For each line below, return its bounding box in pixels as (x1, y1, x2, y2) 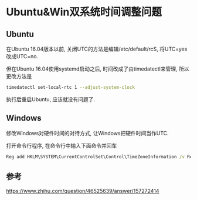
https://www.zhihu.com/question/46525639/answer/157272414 (6, 188, 159, 195)
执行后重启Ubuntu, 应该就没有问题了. (6, 95, 96, 103)
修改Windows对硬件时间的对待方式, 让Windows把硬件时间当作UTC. (6, 129, 169, 136)
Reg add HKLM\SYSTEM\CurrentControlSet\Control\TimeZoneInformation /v (6, 154, 185, 159)
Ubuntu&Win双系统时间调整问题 (6, 5, 162, 19)
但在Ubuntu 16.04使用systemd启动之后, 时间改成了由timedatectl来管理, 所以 (6, 65, 189, 72)
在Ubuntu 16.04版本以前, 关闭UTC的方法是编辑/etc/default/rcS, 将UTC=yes (6, 45, 188, 52)
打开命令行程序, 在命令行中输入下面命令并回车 (6, 142, 117, 149)
